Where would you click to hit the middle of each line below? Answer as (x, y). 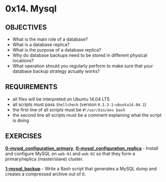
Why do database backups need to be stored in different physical (80, 55)
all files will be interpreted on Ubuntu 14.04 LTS (61, 99)
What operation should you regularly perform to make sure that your (83, 66)
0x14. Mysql (31, 9)
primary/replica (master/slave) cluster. (44, 159)
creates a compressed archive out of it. (45, 174)
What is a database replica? (41, 45)
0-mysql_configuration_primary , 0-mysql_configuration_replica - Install (82, 148)
